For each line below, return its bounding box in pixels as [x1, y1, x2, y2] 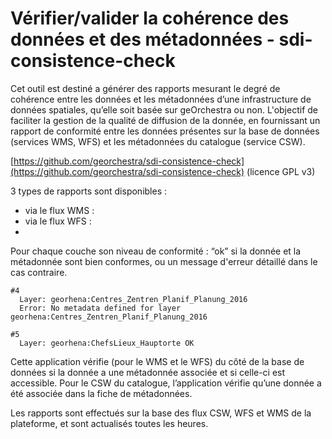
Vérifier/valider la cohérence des [10, 7, 290, 30]
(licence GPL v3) [246, 165, 316, 177]
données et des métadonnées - [10, 28, 275, 51]
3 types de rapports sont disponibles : [10, 185, 168, 197]
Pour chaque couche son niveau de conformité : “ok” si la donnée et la [10, 245, 302, 257]
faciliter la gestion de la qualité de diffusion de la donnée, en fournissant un [10, 114, 321, 126]
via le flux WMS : [24, 204, 95, 216]
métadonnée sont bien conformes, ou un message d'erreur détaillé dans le [10, 255, 318, 267]
